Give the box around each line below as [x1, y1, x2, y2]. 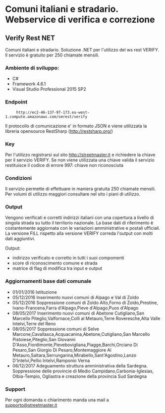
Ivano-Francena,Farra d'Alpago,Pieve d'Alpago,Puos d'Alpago [12, 305, 139, 310]
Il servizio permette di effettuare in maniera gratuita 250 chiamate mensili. [5, 186, 156, 192]
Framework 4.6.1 [12, 81, 46, 87]
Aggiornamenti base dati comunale [5, 278, 92, 285]
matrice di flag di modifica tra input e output [12, 265, 103, 271]
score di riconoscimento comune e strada [12, 260, 98, 266]
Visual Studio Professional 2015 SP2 [12, 86, 86, 92]
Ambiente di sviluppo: [5, 64, 59, 71]
